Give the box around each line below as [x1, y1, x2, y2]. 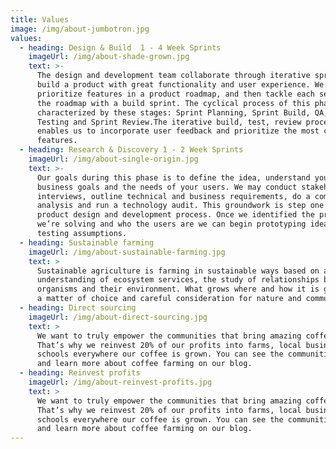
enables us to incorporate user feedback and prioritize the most [36, 126, 320, 136]
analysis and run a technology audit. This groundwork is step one [36, 201, 325, 211]
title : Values [10, 14, 70, 25]
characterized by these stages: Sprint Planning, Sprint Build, [36, 107, 311, 118]
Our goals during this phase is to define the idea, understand [36, 172, 311, 183]
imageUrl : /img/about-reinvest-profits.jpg [28, 377, 213, 387]
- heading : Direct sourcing [19, 303, 137, 313]
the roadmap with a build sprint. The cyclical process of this [36, 98, 311, 108]
